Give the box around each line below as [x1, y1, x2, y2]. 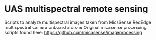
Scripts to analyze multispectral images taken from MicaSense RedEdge [4, 19, 151, 25]
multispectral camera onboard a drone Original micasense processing [4, 24, 147, 30]
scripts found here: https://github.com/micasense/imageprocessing [4, 29, 142, 35]
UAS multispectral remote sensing [4, 3, 149, 14]
